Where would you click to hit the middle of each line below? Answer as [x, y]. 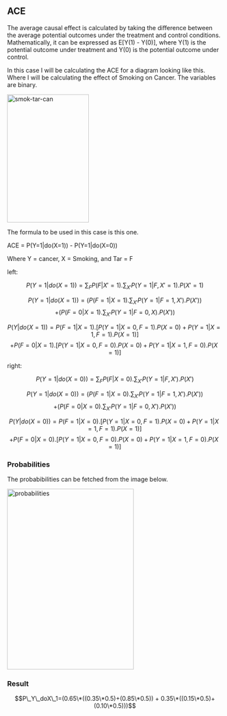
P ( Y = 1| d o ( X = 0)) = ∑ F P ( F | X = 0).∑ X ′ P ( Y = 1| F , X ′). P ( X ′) [115, 380]
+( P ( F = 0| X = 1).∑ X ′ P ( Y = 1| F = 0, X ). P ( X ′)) [115, 313]
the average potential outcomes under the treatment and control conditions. [114, 35]
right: [15, 366]
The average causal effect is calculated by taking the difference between [110, 27]
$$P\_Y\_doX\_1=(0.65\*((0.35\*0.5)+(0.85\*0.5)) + [87, 699]
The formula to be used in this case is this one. [73, 232]
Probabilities [28, 464]
